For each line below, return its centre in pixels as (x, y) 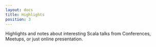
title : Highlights (25, 15)
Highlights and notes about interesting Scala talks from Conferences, (78, 34)
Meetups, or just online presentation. (44, 39)
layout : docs (19, 10)
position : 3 (18, 19)
